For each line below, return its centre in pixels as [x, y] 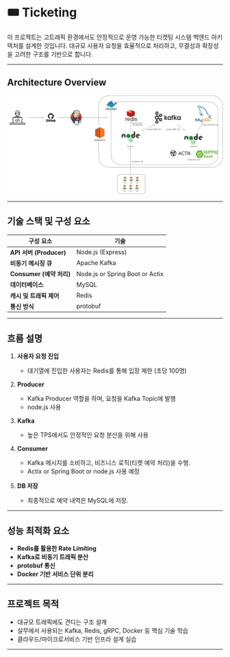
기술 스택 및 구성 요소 [49, 222]
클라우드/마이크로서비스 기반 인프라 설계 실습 [77, 639]
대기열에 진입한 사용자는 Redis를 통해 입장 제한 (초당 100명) [107, 371]
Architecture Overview [57, 83]
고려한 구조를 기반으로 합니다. [54, 54]
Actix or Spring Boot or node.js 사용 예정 [84, 471]
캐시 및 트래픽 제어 [35, 295]
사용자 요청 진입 [38, 356]
